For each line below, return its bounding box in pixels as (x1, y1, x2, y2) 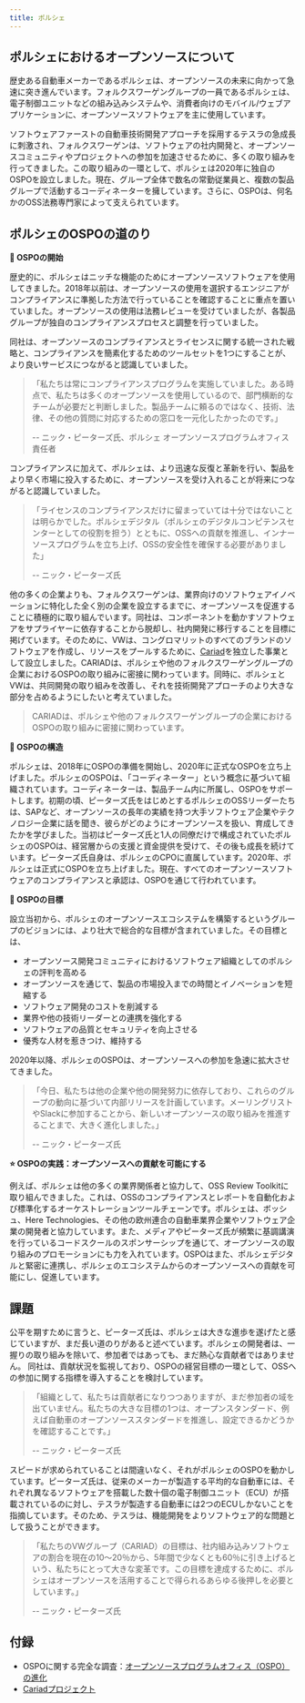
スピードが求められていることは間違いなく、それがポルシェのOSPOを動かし (9, 1464, 295, 1475)
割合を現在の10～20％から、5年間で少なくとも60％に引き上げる (47, 1552, 289, 1563)
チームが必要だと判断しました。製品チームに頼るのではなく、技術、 (31, 402, 287, 413)
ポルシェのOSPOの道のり (9, 226, 152, 241)
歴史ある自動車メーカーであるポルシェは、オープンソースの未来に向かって (9, 75, 287, 87)
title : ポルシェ (9, 13, 66, 23)
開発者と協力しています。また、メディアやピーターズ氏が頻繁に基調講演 (25, 1226, 295, 1237)
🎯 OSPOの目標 (9, 894, 64, 905)
